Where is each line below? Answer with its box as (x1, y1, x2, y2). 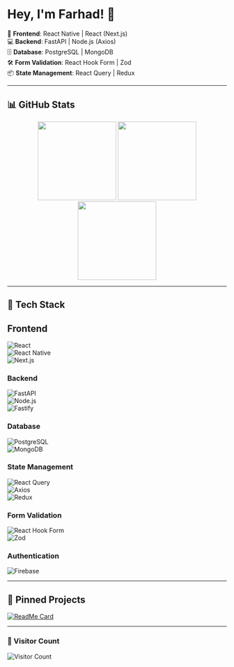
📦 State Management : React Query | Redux (7, 68, 135, 77)
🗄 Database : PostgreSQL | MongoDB (7, 47, 114, 56)
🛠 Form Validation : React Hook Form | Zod (7, 58, 132, 66)
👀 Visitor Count (7, 636, 60, 646)
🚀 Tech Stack (7, 299, 65, 311)
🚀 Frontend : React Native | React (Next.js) (7, 29, 128, 38)
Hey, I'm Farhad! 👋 (7, 6, 116, 22)
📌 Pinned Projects (7, 594, 86, 606)
